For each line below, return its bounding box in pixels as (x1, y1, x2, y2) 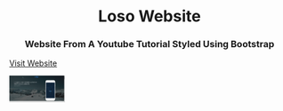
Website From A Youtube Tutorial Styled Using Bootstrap (24, 38, 275, 51)
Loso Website (97, 6, 202, 27)
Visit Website (9, 58, 58, 68)
